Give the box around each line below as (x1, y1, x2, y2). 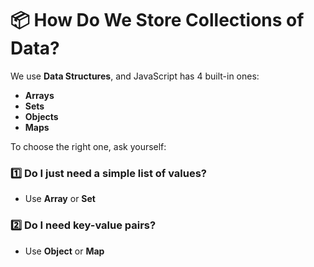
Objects (24, 110, 59, 122)
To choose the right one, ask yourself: (10, 140, 167, 152)
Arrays (24, 89, 55, 101)
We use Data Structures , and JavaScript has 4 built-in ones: (10, 70, 260, 82)
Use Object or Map (24, 245, 105, 257)
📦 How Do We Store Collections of (10, 9, 305, 32)
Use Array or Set (24, 193, 96, 205)
